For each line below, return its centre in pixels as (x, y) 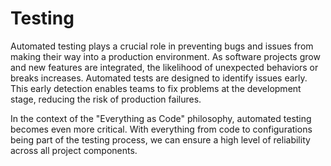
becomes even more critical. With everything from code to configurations (161, 129)
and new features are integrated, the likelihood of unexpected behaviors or (164, 67)
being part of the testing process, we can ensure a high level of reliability (160, 139)
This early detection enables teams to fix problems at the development (156, 88)
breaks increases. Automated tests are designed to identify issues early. (159, 78)
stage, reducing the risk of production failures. (106, 99)
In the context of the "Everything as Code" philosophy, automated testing (161, 118)
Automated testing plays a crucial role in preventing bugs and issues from (162, 46)
